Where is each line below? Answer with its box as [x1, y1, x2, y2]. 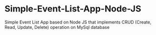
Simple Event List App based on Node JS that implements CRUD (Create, [4, 19, 152, 25]
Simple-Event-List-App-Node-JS [4, 3, 141, 14]
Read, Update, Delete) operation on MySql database [4, 24, 110, 30]
